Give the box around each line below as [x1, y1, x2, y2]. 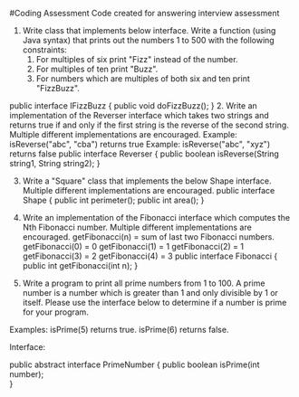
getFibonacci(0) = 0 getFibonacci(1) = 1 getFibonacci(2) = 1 [22, 241, 245, 251]
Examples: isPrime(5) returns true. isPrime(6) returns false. [9, 325, 229, 335]
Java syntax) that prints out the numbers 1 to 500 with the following [22, 35, 275, 45]
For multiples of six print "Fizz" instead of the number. [35, 54, 238, 64]
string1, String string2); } [9, 158, 101, 168]
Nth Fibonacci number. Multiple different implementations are [22, 222, 252, 232]
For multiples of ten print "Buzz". [35, 63, 159, 74]
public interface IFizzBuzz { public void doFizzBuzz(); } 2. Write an [9, 100, 258, 111]
